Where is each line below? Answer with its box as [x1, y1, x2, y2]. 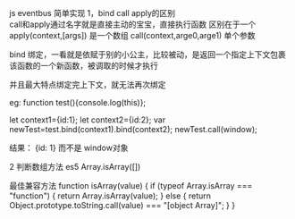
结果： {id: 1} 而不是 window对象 [9, 142, 129, 153]
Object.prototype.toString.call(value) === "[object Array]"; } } [9, 200, 235, 210]
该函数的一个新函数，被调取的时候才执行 [9, 61, 158, 71]
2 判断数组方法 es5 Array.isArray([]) [9, 162, 141, 172]
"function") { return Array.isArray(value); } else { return [9, 190, 212, 201]
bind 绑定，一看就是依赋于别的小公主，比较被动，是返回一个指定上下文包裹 [9, 49, 286, 60]
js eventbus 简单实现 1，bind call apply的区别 [9, 8, 176, 18]
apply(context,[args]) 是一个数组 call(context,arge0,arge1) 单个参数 [9, 30, 257, 40]
